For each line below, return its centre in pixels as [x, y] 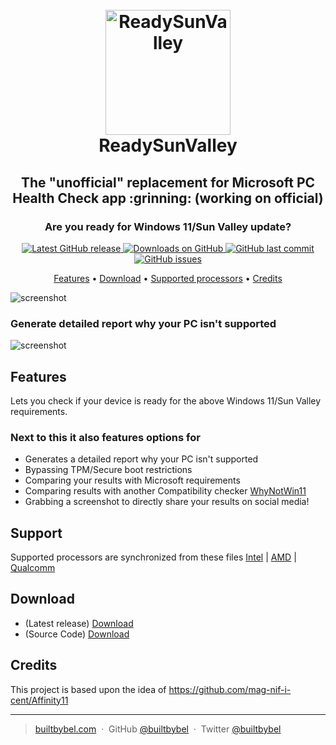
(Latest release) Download [79, 623]
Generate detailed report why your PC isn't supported [143, 323]
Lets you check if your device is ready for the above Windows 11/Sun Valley [166, 400]
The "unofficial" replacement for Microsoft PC [168, 182]
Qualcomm [33, 568]
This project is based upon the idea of [88, 689]
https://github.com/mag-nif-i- [230, 689]
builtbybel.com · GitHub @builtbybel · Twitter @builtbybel [158, 729]
